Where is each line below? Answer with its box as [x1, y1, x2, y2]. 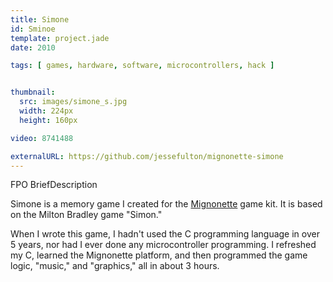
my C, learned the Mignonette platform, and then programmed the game [10, 249, 308, 261]
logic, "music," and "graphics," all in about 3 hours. [10, 260, 220, 272]
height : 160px [19, 115, 78, 125]
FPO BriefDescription [10, 179, 98, 191]
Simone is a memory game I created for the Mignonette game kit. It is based [10, 198, 323, 210]
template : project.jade [10, 33, 110, 43]
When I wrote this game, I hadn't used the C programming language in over [10, 228, 320, 240]
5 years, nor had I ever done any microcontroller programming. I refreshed [10, 239, 317, 251]
